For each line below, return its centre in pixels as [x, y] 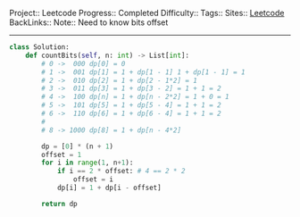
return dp [59, 204]
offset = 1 [62, 154]
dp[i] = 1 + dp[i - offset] [109, 188]
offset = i [93, 179]
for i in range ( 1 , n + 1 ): [87, 163]
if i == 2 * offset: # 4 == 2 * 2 [121, 171]
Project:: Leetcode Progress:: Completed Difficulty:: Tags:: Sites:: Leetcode [147, 13]
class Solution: [39, 47]
